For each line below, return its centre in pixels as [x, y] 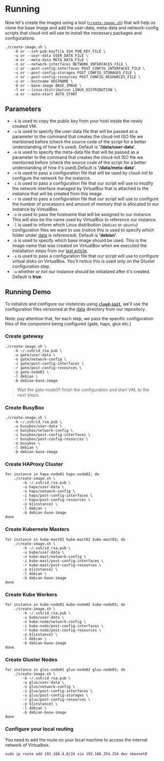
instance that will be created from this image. [58, 194]
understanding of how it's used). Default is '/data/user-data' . [74, 147]
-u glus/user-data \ [43, 683]
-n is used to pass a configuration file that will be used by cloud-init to [82, 173]
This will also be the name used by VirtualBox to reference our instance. [84, 219]
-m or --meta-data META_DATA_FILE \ [51, 60]
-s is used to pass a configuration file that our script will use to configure [85, 256]
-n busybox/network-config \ [43, 431]
